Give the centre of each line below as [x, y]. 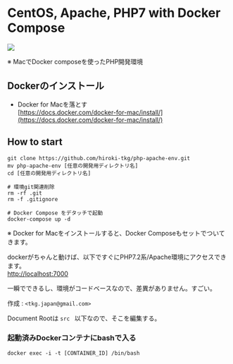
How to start [35, 142]
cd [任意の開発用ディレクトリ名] [49, 173]
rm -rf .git [25, 193]
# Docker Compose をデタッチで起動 [55, 213]
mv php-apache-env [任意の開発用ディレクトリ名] [73, 166]
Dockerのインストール [56, 86]
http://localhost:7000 [38, 274]
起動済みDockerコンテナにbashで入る [72, 338]
